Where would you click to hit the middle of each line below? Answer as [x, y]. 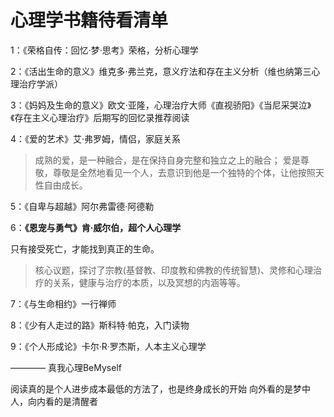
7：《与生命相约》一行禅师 [63, 303]
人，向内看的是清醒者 [54, 401]
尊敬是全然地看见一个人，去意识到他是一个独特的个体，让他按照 [184, 172]
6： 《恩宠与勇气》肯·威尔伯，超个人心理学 [96, 227]
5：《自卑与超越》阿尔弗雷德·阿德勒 [82, 206]
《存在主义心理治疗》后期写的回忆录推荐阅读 [100, 117]
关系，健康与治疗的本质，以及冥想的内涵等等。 [149, 282]
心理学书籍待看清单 [89, 20]
